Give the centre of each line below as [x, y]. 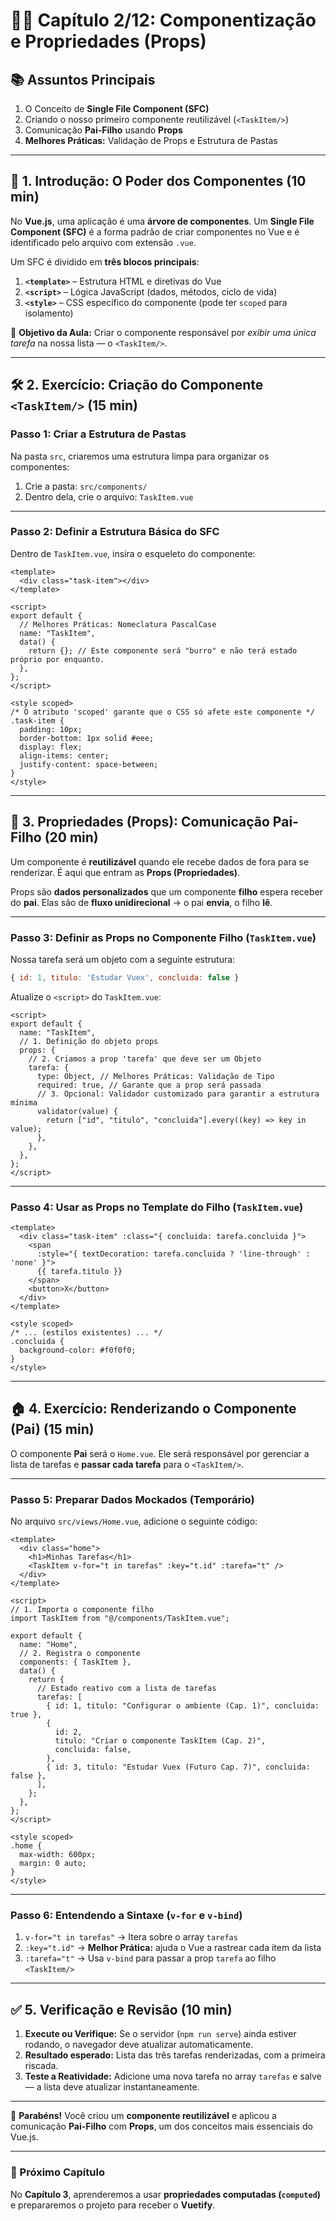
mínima [24, 1102]
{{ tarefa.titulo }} [79, 1272]
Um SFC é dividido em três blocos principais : [105, 261]
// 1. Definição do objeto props [89, 1041]
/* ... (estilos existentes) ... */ [86, 1333]
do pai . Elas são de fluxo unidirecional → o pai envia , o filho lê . [141, 902]
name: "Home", [48, 1645]
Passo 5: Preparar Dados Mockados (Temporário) [132, 1499]
